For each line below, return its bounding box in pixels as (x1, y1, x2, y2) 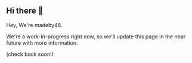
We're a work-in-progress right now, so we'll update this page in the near (6, 33, 186, 40)
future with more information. (6, 39, 79, 46)
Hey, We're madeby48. (6, 21, 63, 28)
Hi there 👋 (6, 6, 44, 16)
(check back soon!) (6, 51, 54, 58)
